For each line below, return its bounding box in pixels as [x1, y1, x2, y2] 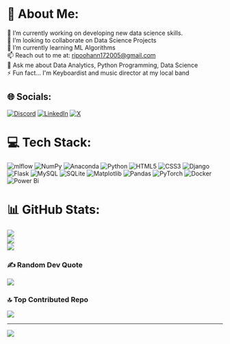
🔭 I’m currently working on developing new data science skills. [7, 29, 183, 37]
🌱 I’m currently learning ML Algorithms [7, 43, 116, 51]
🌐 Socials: [7, 91, 52, 103]
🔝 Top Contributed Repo [7, 295, 89, 304]
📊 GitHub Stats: [7, 201, 101, 217]
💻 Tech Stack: [7, 134, 92, 150]
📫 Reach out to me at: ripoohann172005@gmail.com [7, 51, 156, 59]
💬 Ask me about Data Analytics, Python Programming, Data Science [7, 61, 199, 69]
